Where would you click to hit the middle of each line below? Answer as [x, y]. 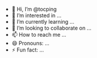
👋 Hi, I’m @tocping [34, 9]
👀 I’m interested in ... [36, 15]
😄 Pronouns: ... [31, 43]
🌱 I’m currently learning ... [43, 22]
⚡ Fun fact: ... [28, 50]
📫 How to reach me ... [39, 35]
